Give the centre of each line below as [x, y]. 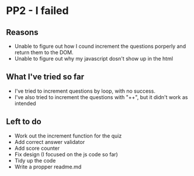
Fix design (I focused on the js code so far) [66, 154]
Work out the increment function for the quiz [68, 136]
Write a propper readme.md [48, 167]
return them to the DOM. [44, 52]
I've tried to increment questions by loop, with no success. [85, 91]
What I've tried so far [45, 77]
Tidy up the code [35, 160]
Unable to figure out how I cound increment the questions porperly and [100, 46]
